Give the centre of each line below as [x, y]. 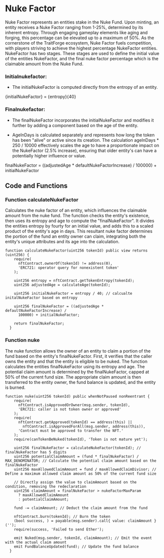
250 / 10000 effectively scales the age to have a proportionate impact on [85, 145]
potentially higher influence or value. [49, 155]
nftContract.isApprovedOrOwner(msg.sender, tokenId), [74, 405]
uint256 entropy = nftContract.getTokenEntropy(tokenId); [74, 281]
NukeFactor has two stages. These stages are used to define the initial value [82, 53]
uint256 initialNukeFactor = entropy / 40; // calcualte [73, 294]
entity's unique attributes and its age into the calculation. [62, 242]
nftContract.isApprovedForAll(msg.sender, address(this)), [84, 426]
